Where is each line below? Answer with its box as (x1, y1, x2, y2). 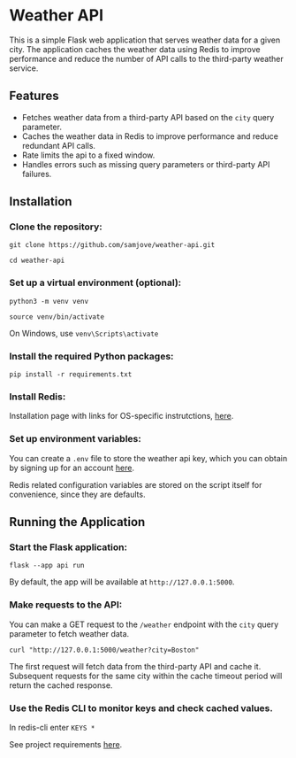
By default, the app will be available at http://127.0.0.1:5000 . (9, 576, 235, 587)
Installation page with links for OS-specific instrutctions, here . (9, 411, 234, 422)
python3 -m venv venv (9, 297, 89, 306)
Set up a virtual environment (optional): (9, 276, 182, 289)
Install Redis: (9, 391, 66, 403)
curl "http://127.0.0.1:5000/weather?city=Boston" (9, 646, 200, 654)
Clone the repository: (9, 220, 103, 233)
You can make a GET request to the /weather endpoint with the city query (9, 619, 279, 630)
